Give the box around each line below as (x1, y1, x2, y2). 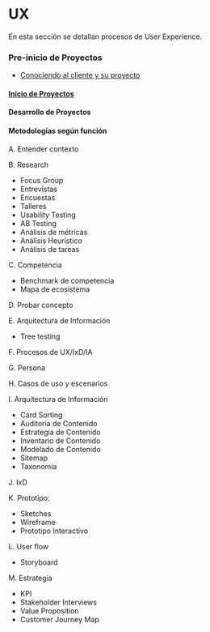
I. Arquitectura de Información (8, 394, 108, 404)
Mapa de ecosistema (19, 284, 90, 294)
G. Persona (8, 362, 46, 373)
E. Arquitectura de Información (8, 315, 111, 325)
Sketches (19, 508, 52, 519)
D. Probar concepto (8, 300, 73, 310)
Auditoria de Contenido (19, 418, 98, 428)
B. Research (8, 160, 48, 169)
